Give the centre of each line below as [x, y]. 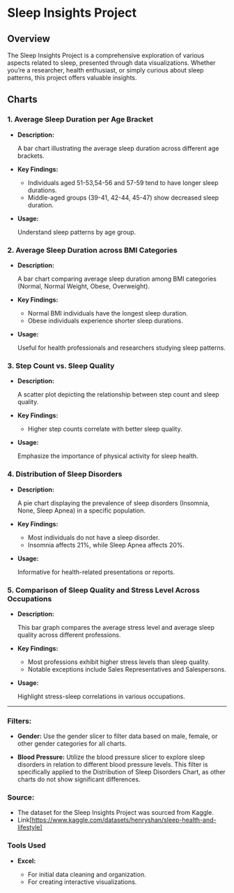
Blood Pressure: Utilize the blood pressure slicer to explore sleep [111, 757]
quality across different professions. [69, 635]
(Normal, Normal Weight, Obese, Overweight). [83, 286]
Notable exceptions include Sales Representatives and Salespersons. [127, 669]
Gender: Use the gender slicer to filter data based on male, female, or [117, 736]
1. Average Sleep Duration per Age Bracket [80, 119]
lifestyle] [30, 827]
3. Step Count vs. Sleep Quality [61, 366]
